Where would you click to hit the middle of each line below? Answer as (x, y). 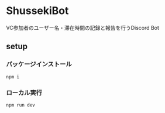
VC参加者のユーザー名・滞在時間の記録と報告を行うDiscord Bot (83, 28)
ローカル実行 (24, 93)
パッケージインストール (39, 64)
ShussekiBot (37, 11)
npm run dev (20, 105)
